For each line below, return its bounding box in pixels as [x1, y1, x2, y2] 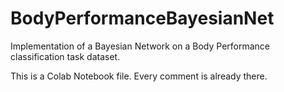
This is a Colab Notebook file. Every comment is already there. [10, 70, 268, 82]
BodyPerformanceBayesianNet [10, 7, 275, 30]
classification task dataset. [10, 50, 121, 62]
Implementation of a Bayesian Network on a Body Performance [10, 40, 271, 52]
